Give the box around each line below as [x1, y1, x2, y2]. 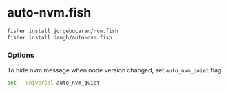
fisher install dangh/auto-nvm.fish [7, 34, 112, 41]
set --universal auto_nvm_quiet [7, 79, 100, 86]
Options [7, 50, 34, 60]
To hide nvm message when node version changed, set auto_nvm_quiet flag [7, 65, 222, 74]
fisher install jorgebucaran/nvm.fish [7, 28, 118, 34]
